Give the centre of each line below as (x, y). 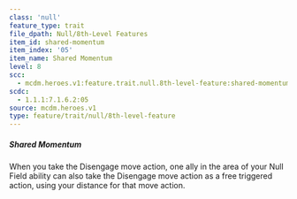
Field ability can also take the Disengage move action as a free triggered (141, 176)
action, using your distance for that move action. (97, 186)
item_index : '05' (41, 50)
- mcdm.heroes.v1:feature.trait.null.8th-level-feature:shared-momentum (154, 83)
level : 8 (25, 67)
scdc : (19, 91)
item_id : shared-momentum (57, 42)
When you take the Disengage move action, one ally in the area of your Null (147, 167)
